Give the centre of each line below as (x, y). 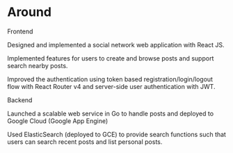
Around (30, 12)
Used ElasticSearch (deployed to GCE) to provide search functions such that (116, 134)
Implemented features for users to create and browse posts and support (111, 58)
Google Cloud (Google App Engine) (58, 121)
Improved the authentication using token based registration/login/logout (110, 79)
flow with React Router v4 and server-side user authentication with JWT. (111, 86)
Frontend (20, 31)
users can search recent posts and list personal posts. (85, 142)
